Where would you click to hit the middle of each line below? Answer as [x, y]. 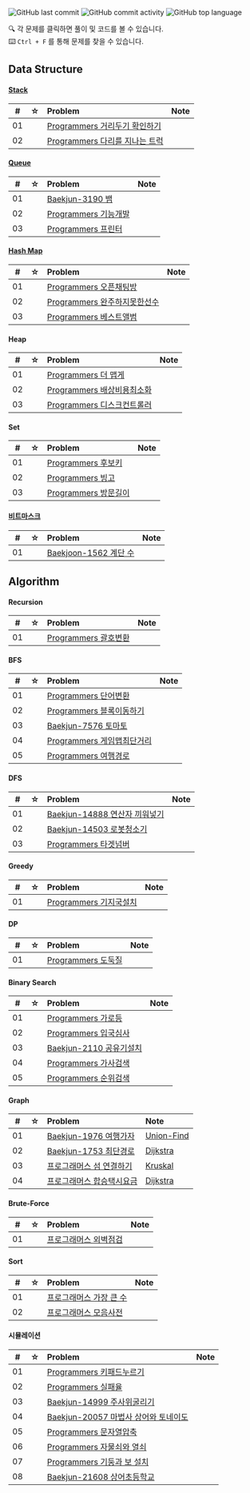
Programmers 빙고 [81, 478]
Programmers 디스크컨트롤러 [99, 405]
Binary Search [32, 982]
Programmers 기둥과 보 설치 [98, 1462]
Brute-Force [29, 1204]
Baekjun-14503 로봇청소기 [97, 829]
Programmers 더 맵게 [86, 375]
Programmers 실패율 [85, 1387]
